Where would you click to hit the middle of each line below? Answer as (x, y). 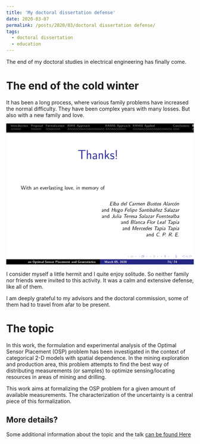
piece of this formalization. (39, 401)
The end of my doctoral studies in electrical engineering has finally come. (96, 62)
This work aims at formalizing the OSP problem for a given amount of (91, 388)
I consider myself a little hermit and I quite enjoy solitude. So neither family (98, 274)
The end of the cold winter (73, 86)
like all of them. (25, 286)
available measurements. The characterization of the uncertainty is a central (100, 394)
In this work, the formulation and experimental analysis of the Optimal (91, 345)
